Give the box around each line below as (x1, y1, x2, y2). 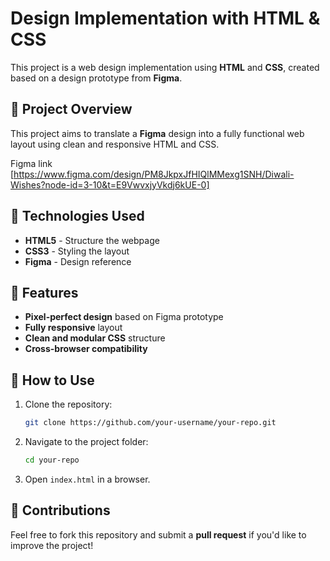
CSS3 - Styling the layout (24, 245, 130, 257)
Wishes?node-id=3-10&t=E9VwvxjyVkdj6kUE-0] (10, 178, 210, 191)
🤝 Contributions (10, 502, 111, 519)
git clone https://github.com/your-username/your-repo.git (24, 418, 277, 428)
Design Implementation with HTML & (10, 7, 321, 30)
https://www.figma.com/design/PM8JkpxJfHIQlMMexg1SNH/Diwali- (13, 168, 295, 180)
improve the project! (10, 539, 94, 551)
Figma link (10, 157, 53, 169)
